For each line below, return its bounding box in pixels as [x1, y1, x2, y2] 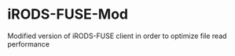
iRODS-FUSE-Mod [7, 5, 129, 23]
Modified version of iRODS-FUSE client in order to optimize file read [7, 31, 227, 40]
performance [7, 39, 50, 48]
